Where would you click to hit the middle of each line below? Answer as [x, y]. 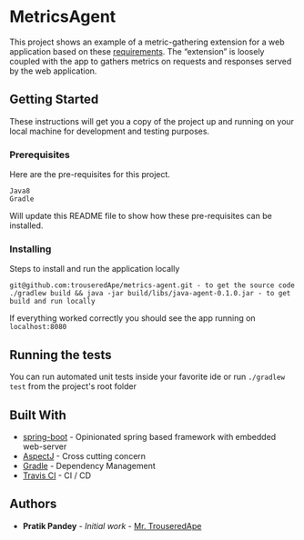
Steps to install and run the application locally [95, 269]
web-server [45, 446]
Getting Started [54, 100]
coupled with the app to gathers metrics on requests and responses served [151, 61]
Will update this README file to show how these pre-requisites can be [141, 216]
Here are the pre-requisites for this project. [90, 175]
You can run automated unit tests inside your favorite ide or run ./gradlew [147, 377]
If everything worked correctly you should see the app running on [133, 318]
